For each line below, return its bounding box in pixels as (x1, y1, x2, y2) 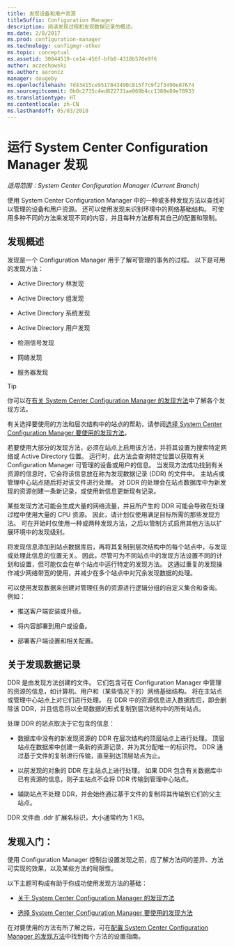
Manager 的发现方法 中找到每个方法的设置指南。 (7, 932, 145, 941)
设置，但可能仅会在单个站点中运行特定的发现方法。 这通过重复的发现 (19, 560, 217, 568)
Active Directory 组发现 (17, 294, 84, 302)
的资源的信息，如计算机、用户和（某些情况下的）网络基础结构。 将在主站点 (7, 687, 223, 696)
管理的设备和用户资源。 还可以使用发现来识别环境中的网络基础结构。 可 (13, 205, 218, 213)
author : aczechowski (7, 62, 68, 69)
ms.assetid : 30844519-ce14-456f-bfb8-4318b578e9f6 (7, 56, 157, 63)
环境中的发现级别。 (13, 527, 68, 536)
